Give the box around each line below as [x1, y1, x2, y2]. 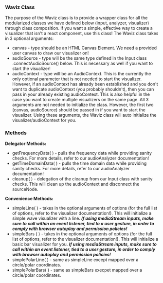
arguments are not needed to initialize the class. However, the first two [12, 102, 154, 108]
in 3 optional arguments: [5, 35, 54, 41]
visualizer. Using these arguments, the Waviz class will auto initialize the [12, 112, 157, 118]
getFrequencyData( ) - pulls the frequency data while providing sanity [12, 150, 152, 156]
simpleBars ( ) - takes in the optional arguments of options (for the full [12, 230, 152, 237]
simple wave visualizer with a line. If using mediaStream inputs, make [12, 215, 154, 221]
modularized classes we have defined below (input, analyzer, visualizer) [5, 20, 149, 26]
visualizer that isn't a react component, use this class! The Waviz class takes [5, 31, 159, 36]
